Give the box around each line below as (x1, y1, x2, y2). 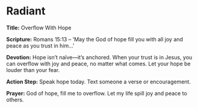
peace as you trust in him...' (6, 42, 75, 49)
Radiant (6, 4, 46, 18)
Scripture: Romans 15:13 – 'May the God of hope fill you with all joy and (6, 35, 184, 43)
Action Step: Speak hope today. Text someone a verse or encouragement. (6, 78, 191, 85)
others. (6, 96, 24, 103)
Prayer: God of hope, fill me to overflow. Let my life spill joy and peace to (6, 89, 188, 97)
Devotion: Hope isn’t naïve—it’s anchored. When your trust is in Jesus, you (6, 53, 193, 61)
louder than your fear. (6, 66, 60, 73)
